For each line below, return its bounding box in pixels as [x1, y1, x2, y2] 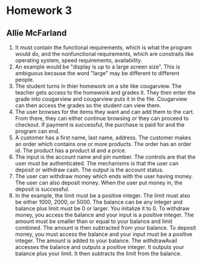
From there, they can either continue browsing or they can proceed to [15, 115, 189, 122]
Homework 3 [6, 4, 73, 18]
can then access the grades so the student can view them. [15, 102, 161, 109]
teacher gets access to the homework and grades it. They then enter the [15, 89, 196, 96]
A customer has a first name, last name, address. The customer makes [15, 134, 192, 141]
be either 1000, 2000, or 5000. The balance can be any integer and [15, 198, 183, 205]
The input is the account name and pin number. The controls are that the [15, 153, 196, 161]
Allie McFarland [6, 28, 67, 38]
